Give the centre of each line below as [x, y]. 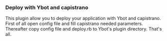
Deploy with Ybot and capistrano [47, 7]
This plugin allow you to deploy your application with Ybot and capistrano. [83, 18]
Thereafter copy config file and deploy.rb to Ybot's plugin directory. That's [84, 29]
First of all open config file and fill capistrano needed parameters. [74, 23]
